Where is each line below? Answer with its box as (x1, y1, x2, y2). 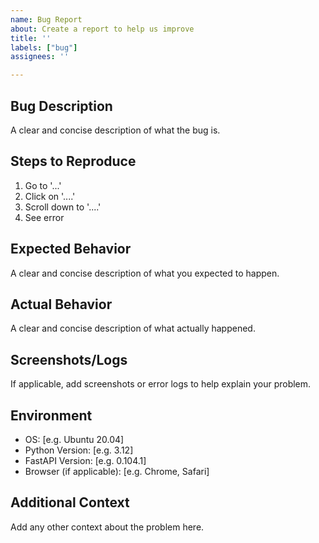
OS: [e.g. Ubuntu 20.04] (24, 434, 125, 445)
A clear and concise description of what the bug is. (10, 124, 221, 136)
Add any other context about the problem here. (10, 521, 205, 533)
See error (24, 211, 65, 223)
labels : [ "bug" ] (10, 42, 78, 53)
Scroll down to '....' (24, 201, 102, 213)
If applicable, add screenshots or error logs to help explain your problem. (10, 378, 312, 390)
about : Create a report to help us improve (10, 24, 195, 34)
